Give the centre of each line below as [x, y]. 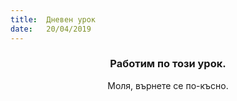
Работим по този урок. [168, 64]
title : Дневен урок [53, 19]
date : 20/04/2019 [51, 29]
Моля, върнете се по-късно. [168, 85]
